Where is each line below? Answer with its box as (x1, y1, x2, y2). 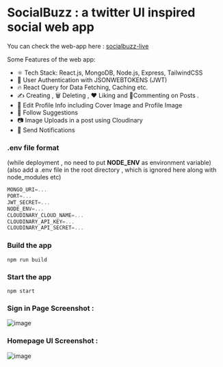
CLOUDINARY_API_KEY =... (7, 218, 75, 225)
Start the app (7, 272, 52, 281)
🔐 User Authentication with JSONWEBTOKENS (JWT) (16, 75, 168, 84)
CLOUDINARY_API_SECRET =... (7, 225, 84, 231)
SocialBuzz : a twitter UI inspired (7, 5, 196, 21)
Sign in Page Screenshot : (7, 303, 94, 313)
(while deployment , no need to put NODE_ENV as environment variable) (7, 159, 212, 167)
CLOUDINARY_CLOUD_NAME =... (7, 212, 84, 218)
